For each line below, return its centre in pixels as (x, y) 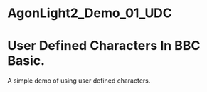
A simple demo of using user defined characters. (79, 81)
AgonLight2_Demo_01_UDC (90, 13)
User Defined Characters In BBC (104, 46)
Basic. (26, 61)
